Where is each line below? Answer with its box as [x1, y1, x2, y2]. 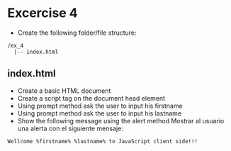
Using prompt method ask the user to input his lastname [17, 108, 182, 118]
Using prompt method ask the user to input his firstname [17, 101, 183, 110]
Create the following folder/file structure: [17, 28, 137, 37]
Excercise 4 [7, 5, 78, 21]
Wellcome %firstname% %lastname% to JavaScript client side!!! [7, 138, 198, 145]
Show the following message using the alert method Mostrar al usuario [17, 116, 225, 125]
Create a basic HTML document [17, 86, 111, 95]
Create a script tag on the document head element [17, 94, 165, 102]
